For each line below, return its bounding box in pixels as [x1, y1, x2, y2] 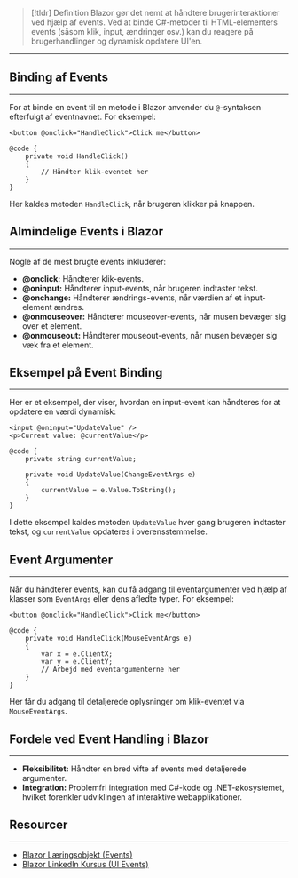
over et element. [21, 320, 82, 331]
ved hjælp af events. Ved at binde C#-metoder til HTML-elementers [30, 17, 278, 28]
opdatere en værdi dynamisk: [9, 406, 117, 417]
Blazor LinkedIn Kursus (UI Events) [21, 858, 149, 869]
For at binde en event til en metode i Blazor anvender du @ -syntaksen [9, 101, 262, 112]
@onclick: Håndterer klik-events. [21, 273, 145, 283]
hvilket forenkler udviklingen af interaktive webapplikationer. [21, 792, 242, 802]
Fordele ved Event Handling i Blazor [9, 731, 210, 746]
